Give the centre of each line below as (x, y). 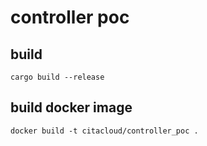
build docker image (71, 107)
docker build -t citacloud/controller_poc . (104, 131)
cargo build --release (57, 77)
